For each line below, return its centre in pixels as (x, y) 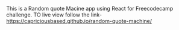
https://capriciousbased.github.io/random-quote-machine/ (79, 21)
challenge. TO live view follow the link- (54, 15)
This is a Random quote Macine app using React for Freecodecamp (90, 9)
